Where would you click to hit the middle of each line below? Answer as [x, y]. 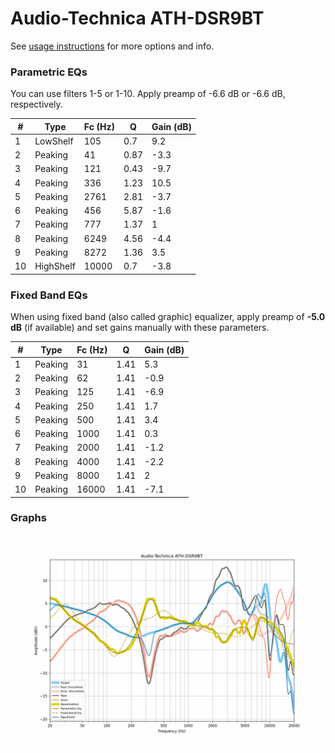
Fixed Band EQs [49, 295]
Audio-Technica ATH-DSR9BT [137, 18]
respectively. [36, 104]
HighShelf [55, 266]
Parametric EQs [49, 72]
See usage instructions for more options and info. [112, 46]
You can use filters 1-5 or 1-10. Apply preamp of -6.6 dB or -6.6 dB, [148, 94]
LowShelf [54, 141]
